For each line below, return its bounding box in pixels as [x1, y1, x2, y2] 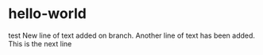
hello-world [8, 5, 87, 23]
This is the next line [8, 38, 72, 48]
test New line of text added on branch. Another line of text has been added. [8, 31, 256, 40]
